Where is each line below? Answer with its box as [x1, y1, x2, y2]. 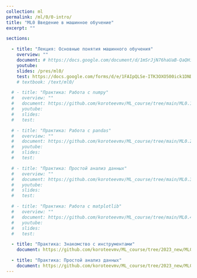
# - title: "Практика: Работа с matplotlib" [11, 203, 122, 209]
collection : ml [6, 8, 43, 15]
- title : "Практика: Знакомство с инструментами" [11, 242, 135, 247]
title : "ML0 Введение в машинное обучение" [6, 19, 114, 25]
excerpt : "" [6, 25, 35, 31]
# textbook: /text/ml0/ [16, 79, 75, 85]
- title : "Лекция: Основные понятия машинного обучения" [11, 46, 154, 52]
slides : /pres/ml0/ [16, 68, 64, 74]
